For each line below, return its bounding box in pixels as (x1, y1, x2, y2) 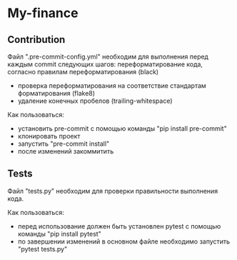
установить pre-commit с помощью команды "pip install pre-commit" (17, 124, 227, 133)
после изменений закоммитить (17, 147, 114, 155)
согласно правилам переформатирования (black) (7, 68, 159, 76)
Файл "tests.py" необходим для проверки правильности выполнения (7, 186, 218, 195)
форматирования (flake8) (17, 89, 95, 97)
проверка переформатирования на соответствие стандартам (17, 81, 207, 90)
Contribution (7, 34, 66, 46)
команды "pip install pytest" (17, 229, 101, 238)
